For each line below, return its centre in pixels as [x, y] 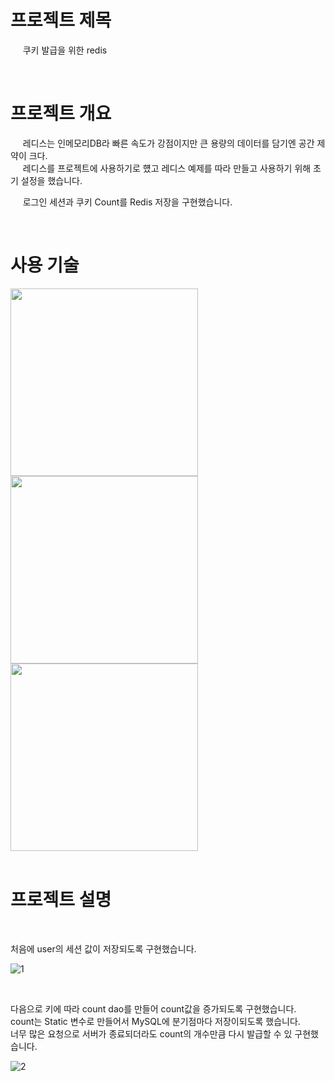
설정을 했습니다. [51, 180]
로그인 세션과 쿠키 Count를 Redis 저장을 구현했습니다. [127, 202]
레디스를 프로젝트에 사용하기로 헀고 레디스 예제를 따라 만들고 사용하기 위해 [167, 168]
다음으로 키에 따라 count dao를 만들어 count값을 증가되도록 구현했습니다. [153, 1008]
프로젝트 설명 [61, 900]
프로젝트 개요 [61, 113]
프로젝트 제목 [61, 20]
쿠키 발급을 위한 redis [65, 50]
